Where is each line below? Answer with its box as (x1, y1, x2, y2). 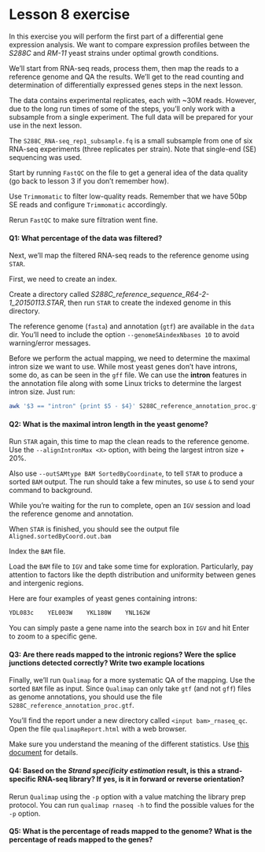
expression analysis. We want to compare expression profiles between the (9, 39, 250, 49)
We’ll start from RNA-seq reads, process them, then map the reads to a (9, 63, 239, 72)
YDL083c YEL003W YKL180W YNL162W (9, 609, 150, 617)
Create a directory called (9, 290, 90, 299)
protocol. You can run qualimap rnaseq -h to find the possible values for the (9, 800, 255, 809)
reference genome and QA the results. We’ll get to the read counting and (9, 72, 245, 81)
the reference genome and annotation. (9, 509, 134, 519)
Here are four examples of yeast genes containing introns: (9, 594, 197, 603)
